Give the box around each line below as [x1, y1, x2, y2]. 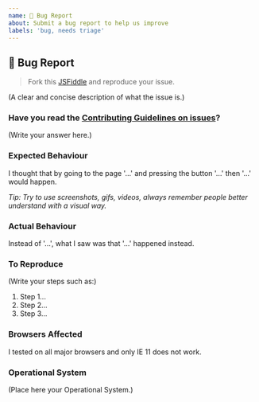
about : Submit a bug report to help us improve [8, 19, 169, 27]
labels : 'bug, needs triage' [8, 26, 105, 34]
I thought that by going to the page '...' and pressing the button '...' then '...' [8, 168, 252, 178]
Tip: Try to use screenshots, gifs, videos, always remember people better [8, 192, 248, 201]
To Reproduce [8, 259, 64, 269]
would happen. [8, 177, 57, 186]
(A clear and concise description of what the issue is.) [8, 92, 185, 102]
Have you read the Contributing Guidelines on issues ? [8, 112, 221, 123]
